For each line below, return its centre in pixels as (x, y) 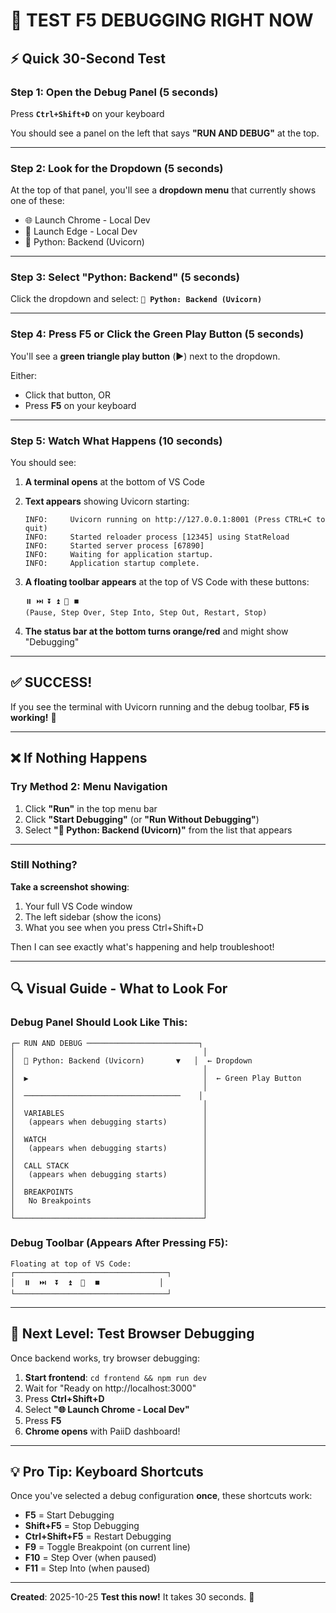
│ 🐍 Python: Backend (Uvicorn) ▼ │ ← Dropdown (131, 1060)
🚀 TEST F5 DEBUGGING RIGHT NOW (162, 20)
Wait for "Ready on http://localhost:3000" (110, 1388)
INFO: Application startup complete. (112, 564)
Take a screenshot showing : (70, 886)
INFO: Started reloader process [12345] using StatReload (157, 537)
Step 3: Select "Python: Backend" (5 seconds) (125, 277)
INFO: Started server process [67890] (114, 546)
